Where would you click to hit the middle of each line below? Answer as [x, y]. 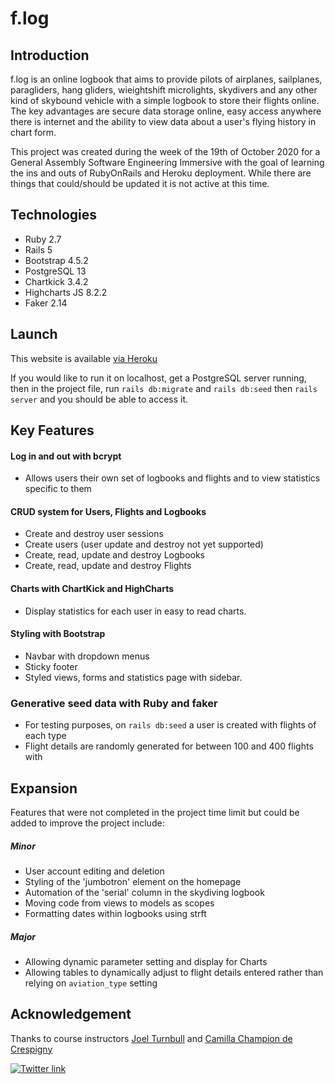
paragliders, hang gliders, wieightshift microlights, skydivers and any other [164, 90]
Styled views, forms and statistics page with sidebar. [133, 677]
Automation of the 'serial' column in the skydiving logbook [144, 892]
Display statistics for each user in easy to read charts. [135, 611]
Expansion [44, 788]
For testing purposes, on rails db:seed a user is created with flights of [170, 725]
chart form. [33, 132]
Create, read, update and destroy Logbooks [115, 555]
